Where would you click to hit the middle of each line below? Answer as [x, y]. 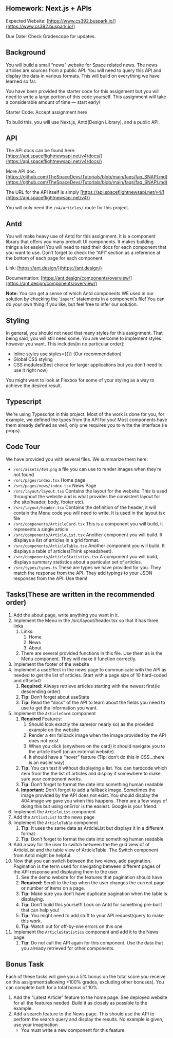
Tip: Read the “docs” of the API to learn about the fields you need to [93, 702]
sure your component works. [51, 779]
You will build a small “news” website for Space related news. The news [82, 65]
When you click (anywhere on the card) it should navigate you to [97, 746]
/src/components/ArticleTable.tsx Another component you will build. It [89, 545]
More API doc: [21, 171]
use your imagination [35, 1025]
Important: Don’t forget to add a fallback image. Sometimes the [88, 790]
